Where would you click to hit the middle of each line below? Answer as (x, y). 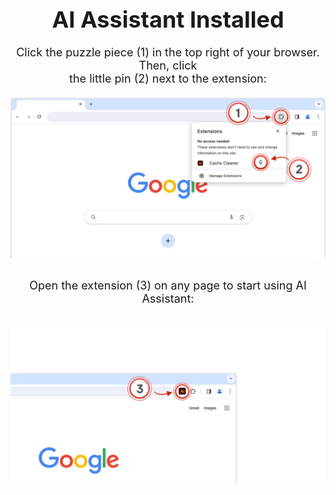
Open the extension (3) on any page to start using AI (168, 285)
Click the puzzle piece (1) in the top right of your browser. (168, 52)
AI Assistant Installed (168, 19)
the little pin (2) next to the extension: (168, 79)
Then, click (168, 65)
